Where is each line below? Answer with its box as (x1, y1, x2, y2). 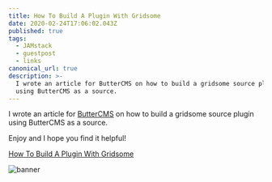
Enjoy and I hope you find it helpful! (8, 133, 127, 143)
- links (15, 57, 42, 66)
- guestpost (15, 49, 57, 57)
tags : (8, 34, 27, 43)
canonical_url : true (8, 65, 79, 73)
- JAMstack (15, 42, 53, 50)
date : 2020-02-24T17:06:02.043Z (8, 19, 117, 28)
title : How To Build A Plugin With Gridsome (8, 11, 161, 20)
